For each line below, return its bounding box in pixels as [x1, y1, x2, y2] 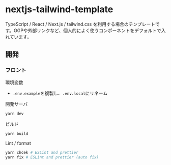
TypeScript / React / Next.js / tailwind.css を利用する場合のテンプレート [5, 21, 156, 27]
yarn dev [5, 111, 24, 116]
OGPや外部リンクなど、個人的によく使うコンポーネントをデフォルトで [13, 27, 161, 34]
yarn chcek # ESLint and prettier [5, 150, 79, 155]
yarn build [5, 131, 28, 136]
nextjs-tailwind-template [5, 4, 113, 15]
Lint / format [5, 140, 32, 146]
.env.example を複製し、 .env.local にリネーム [12, 90, 108, 96]
